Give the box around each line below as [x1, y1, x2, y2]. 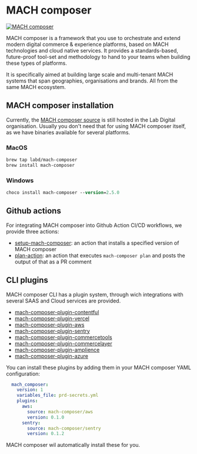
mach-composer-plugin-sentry [14, 327, 90, 334]
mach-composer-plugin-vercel [14, 315, 90, 322]
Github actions [6, 206, 62, 216]
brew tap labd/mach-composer [6, 157, 78, 163]
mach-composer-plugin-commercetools [14, 334, 113, 341]
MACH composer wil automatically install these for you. [6, 442, 141, 449]
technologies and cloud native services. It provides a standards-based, [6, 47, 178, 54]
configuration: [6, 370, 40, 377]
